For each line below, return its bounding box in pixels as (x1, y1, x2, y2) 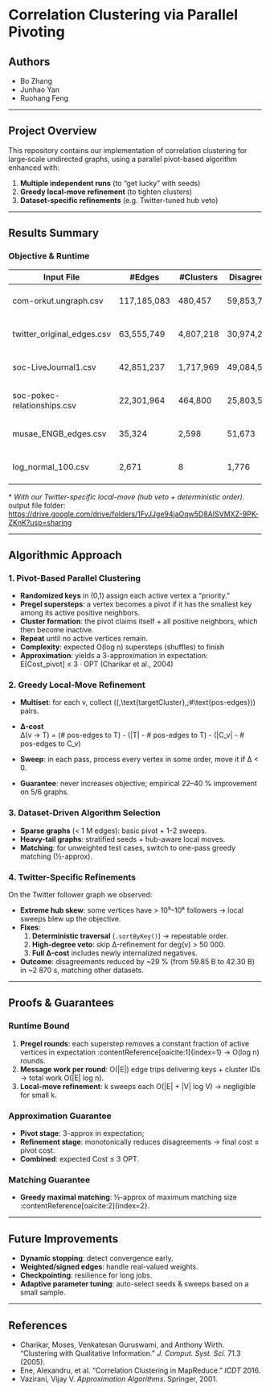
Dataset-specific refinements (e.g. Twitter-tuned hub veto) (19, 195, 219, 205)
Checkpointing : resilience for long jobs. (19, 1270, 153, 1280)
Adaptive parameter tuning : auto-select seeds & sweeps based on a (19, 1279, 249, 1289)
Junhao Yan (19, 85, 60, 94)
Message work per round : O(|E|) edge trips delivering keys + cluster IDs (19, 1064, 261, 1074)
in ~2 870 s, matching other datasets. (19, 965, 145, 976)
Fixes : (19, 922, 41, 932)
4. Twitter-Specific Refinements (8, 872, 137, 883)
